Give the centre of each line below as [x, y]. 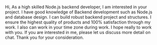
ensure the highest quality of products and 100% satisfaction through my [78, 22]
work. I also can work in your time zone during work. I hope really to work [78, 27]
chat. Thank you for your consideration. [44, 37]
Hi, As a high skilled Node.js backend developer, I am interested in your [76, 7]
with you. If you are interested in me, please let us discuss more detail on [78, 32]
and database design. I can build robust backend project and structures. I [78, 17]
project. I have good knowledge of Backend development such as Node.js [79, 12]
